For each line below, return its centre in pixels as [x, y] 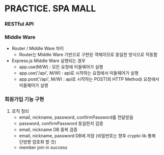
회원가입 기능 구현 [25, 99]
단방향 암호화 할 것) [38, 142]
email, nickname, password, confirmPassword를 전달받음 [76, 117]
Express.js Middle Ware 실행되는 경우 [49, 61]
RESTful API [19, 24]
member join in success [43, 147]
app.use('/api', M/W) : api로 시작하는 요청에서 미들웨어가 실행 [79, 73]
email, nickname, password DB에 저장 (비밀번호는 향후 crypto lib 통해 [87, 135]
